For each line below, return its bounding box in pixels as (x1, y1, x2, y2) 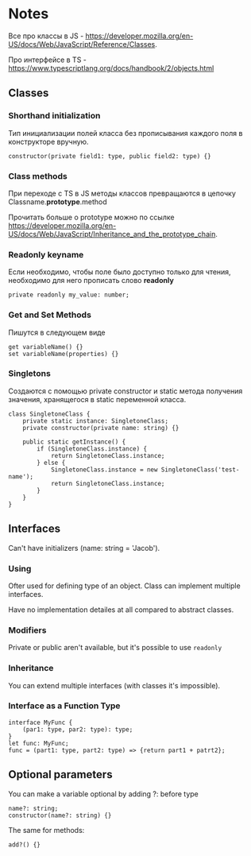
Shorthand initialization (8, 110, 101, 122)
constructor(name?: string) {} (8, 811, 112, 819)
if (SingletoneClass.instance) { (37, 444, 148, 453)
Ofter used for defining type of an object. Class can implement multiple (8, 581, 241, 591)
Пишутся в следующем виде (8, 327, 106, 337)
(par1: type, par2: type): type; (22, 725, 133, 734)
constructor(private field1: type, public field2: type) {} (8, 152, 212, 160)
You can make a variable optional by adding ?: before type (8, 788, 199, 799)
